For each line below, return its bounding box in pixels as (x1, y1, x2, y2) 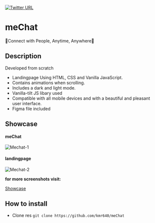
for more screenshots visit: (5, 176, 61, 182)
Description (5, 52, 41, 61)
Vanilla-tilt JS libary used (12, 90, 62, 96)
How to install (5, 200, 48, 208)
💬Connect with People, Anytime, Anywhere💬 (5, 38, 95, 44)
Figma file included (12, 106, 51, 111)
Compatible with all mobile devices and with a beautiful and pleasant (12, 95, 150, 101)
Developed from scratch (5, 65, 54, 71)
